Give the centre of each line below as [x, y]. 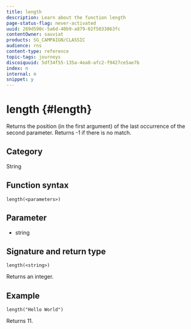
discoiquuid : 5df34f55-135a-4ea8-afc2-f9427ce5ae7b [73, 62]
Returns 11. [20, 321]
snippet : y [20, 79]
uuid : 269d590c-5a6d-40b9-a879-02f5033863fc [63, 29]
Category [25, 152]
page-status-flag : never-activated [51, 23]
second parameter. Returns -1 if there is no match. [69, 133]
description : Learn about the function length [66, 18]
